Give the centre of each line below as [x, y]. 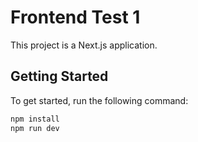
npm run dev [35, 128]
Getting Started [59, 76]
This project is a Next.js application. [84, 45]
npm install [35, 119]
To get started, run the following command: [99, 100]
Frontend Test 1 [75, 17]
